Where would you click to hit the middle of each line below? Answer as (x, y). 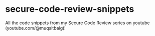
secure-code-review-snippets (70, 9)
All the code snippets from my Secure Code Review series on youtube (77, 23)
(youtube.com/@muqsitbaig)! (36, 28)
